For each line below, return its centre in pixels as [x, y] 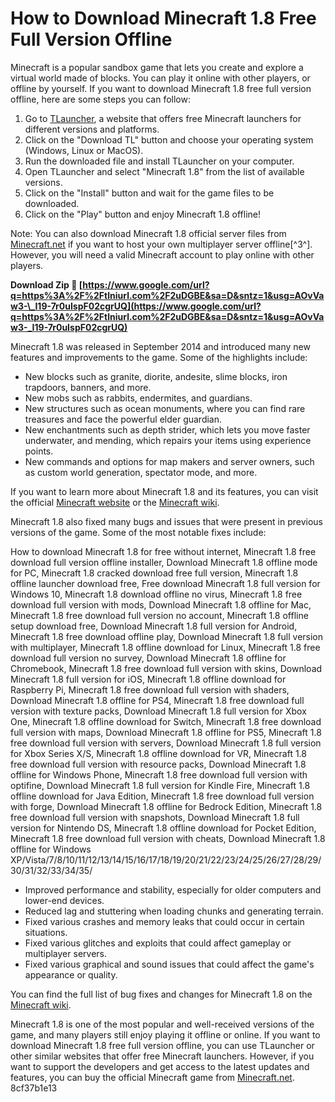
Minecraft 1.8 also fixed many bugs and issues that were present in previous [166, 521]
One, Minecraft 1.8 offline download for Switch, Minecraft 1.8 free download [166, 721]
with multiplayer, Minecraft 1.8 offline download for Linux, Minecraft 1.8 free [165, 647]
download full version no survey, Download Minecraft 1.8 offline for [148, 658]
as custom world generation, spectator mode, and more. [141, 472]
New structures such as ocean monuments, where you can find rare [165, 408]
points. [39, 451]
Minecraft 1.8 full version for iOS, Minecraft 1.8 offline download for [148, 679]
